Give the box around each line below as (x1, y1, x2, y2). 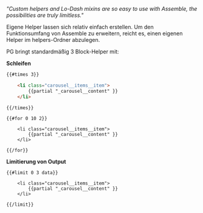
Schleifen (6, 60, 32, 67)
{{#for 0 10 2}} (6, 115, 47, 122)
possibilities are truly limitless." (6, 12, 84, 19)
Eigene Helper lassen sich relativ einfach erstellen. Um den (6, 24, 154, 30)
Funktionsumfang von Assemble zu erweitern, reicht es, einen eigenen (6, 30, 184, 37)
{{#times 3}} (6, 72, 40, 78)
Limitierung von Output (6, 158, 66, 166)
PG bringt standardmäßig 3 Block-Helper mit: (6, 48, 120, 55)
